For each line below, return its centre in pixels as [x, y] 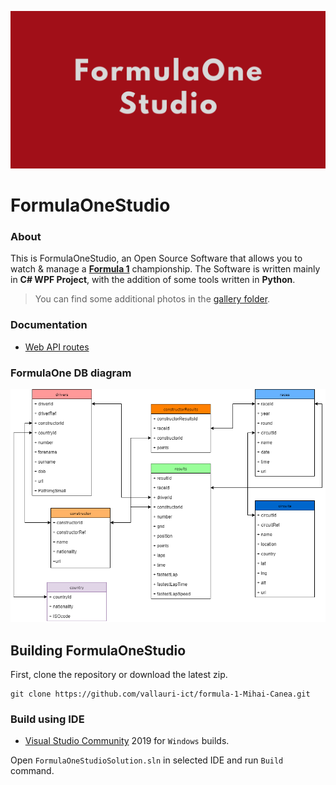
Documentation [49, 325]
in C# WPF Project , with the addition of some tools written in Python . [153, 280]
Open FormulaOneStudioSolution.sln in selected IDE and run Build [147, 760]
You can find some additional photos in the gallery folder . [152, 299]
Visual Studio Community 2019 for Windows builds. [127, 741]
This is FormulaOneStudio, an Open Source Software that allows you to [156, 258]
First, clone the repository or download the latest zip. [119, 675]
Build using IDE [47, 719]
